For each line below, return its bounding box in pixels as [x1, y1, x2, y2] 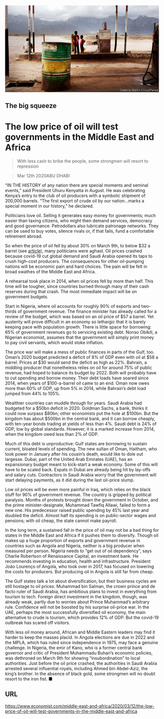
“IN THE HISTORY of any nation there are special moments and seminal [5, 182, 149, 188]
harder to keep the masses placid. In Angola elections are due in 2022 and [5, 634, 155, 640]
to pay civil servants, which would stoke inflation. [5, 339, 104, 345]
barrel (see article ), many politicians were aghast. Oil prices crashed [5, 248, 143, 254]
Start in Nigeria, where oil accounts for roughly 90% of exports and [5, 303, 141, 309]
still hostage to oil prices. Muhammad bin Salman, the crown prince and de [5, 583, 155, 589]
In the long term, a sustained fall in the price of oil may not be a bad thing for [5, 527, 159, 533]
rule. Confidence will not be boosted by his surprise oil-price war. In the [5, 604, 149, 610]
